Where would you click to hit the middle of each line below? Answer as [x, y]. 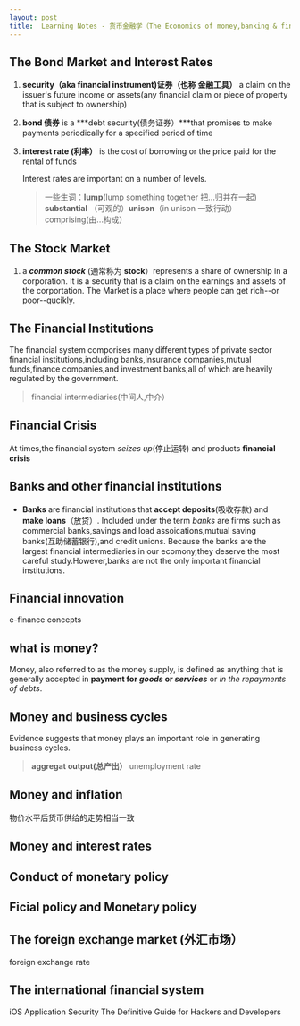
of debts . [26, 688]
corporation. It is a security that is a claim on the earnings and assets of [154, 281]
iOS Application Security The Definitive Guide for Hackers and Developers [145, 1012]
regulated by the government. [64, 378]
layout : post [33, 17]
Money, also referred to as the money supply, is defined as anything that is [146, 670]
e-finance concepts [46, 620]
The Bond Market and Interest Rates [112, 62]
